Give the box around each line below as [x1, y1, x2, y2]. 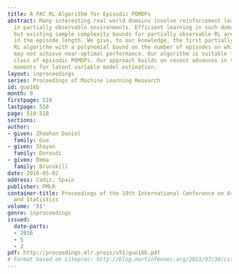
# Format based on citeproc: [7, 256, 94, 263]
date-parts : [14, 223, 50, 230]
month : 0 [7, 90, 33, 97]
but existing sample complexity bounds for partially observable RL [14, 30, 221, 38]
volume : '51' [7, 203, 46, 210]
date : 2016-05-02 [7, 169, 59, 177]
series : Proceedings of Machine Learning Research [7, 76, 161, 84]
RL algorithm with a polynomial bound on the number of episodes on [14, 44, 221, 51]
